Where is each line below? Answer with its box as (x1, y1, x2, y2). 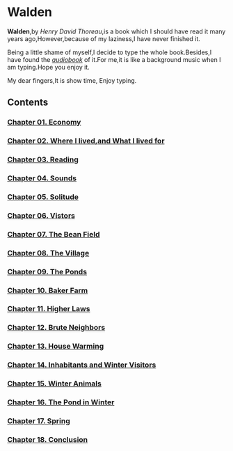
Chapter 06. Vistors (7, 210, 75, 220)
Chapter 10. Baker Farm (7, 285, 88, 295)
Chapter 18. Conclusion (7, 434, 88, 444)
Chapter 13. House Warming (7, 342, 104, 351)
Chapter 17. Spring (7, 416, 71, 425)
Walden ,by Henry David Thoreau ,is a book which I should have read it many (7, 27, 226, 35)
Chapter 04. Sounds (7, 173, 77, 183)
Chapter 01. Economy (7, 118, 81, 127)
